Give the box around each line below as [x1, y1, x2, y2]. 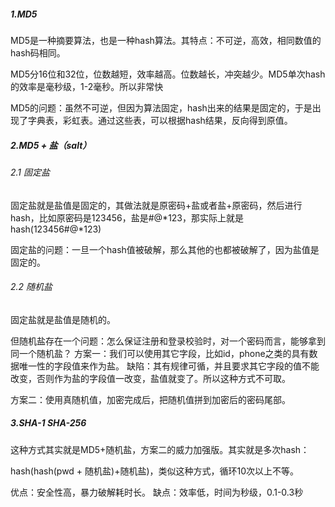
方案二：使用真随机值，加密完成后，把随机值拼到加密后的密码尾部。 [10, 393, 291, 405]
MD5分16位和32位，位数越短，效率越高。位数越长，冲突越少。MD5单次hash [10, 68, 326, 80]
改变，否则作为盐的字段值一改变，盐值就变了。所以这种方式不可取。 [10, 372, 291, 384]
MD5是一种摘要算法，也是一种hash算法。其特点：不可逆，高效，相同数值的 [10, 34, 322, 46]
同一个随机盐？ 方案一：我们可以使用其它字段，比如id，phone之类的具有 [10, 347, 310, 359]
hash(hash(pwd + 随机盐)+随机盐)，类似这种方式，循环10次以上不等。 [10, 465, 300, 477]
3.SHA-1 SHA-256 [10, 417, 87, 429]
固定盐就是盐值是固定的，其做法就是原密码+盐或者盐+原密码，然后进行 [10, 199, 303, 211]
